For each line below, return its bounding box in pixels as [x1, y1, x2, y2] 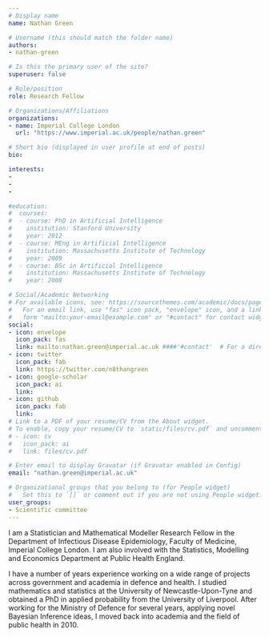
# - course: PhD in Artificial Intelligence [8, 217, 163, 225]
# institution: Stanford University [8, 225, 142, 233]
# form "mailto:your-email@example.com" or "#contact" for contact [8, 313, 246, 321]
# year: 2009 [8, 254, 62, 262]
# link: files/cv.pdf [8, 447, 88, 455]
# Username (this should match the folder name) [8, 34, 174, 42]
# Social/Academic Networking [8, 291, 110, 299]
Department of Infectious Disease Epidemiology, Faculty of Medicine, [8, 536, 238, 546]
